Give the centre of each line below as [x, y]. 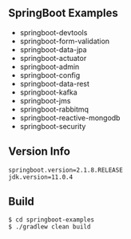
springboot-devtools [54, 32]
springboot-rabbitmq [54, 109]
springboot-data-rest [55, 83]
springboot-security [53, 126]
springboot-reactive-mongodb [70, 117]
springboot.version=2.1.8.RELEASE [66, 170]
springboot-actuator [53, 58]
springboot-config [50, 75]
